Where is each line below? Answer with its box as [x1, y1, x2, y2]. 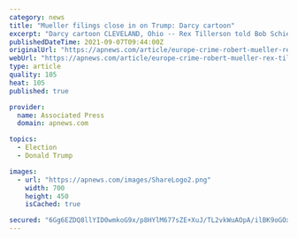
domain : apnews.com [17, 119, 89, 128]
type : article [9, 63, 62, 71]
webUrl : [9, 54, 38, 63]
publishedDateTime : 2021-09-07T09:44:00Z [9, 37, 164, 47]
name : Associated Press [17, 111, 104, 120]
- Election [17, 143, 57, 152]
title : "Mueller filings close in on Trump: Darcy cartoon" [9, 21, 236, 30]
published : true [9, 86, 69, 95]
